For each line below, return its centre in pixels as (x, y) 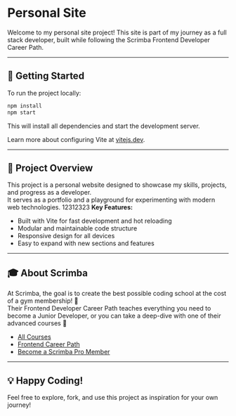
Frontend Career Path (49, 344)
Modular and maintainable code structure (77, 228)
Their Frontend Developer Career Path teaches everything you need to (109, 308)
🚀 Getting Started (46, 76)
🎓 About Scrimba (47, 273)
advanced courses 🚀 (37, 323)
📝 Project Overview (50, 168)
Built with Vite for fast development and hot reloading (94, 221)
